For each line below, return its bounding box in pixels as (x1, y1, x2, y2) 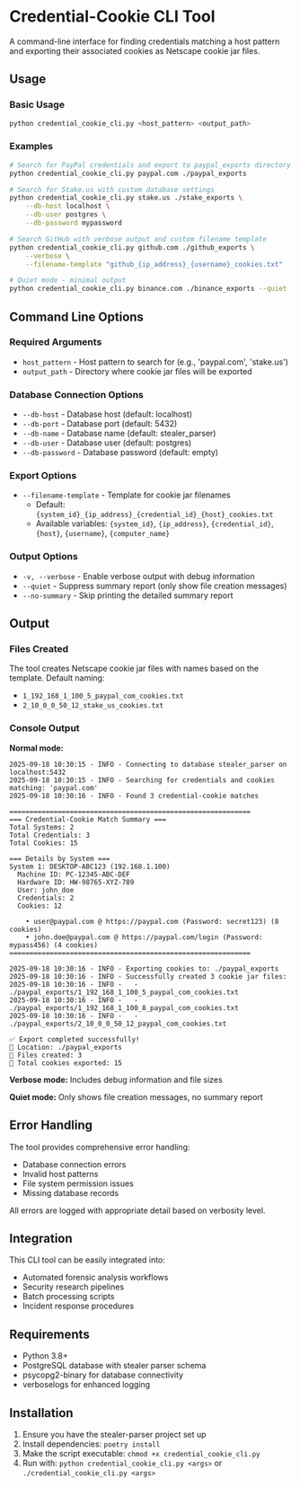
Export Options (9, 470, 77, 482)
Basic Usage (9, 99, 66, 111)
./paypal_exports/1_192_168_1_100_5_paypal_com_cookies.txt (9, 988, 240, 997)
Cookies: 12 (17, 901, 63, 911)
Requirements (9, 1326, 90, 1342)
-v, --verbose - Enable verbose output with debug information (22, 570, 255, 581)
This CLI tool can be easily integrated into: (9, 1254, 166, 1265)
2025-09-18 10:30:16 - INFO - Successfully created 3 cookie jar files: (9, 972, 287, 981)
